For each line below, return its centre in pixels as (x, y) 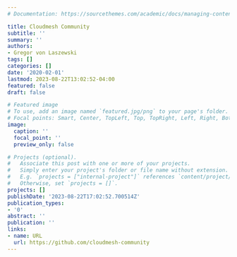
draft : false (26, 92)
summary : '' (25, 40)
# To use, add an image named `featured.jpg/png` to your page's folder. (118, 112)
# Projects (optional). (42, 157)
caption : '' (31, 131)
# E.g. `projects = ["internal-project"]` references (91, 177)
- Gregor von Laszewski (42, 53)
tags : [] (20, 60)
